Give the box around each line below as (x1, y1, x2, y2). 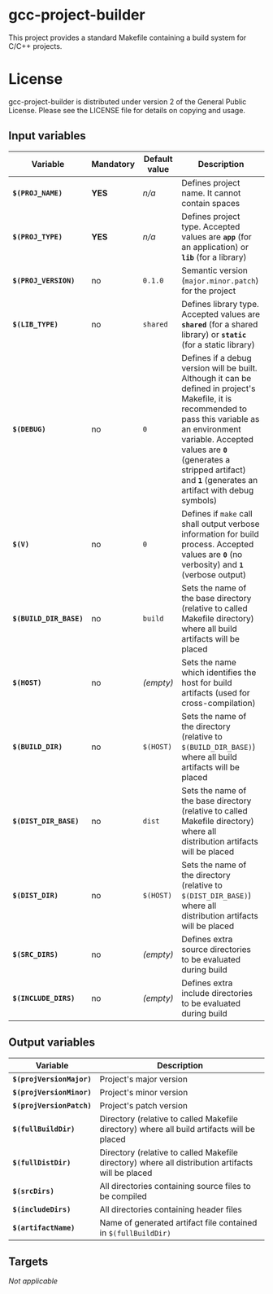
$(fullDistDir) (12, 1158, 71, 1167)
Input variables (8, 129, 87, 143)
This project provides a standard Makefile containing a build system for (8, 33, 247, 42)
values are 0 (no (181, 548, 243, 559)
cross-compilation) (181, 697, 256, 708)
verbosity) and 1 (181, 559, 244, 570)
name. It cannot (181, 187, 241, 199)
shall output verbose (181, 518, 260, 529)
